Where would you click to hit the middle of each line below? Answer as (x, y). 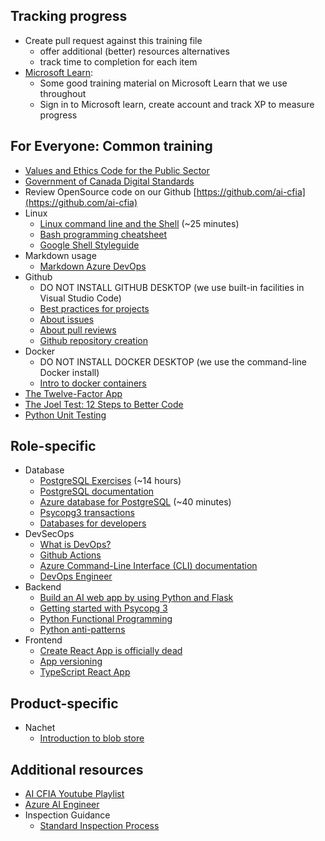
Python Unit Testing (65, 415)
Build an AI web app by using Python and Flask (136, 598)
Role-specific (53, 446)
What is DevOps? (75, 545)
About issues (67, 319)
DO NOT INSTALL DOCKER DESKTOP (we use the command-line (173, 361)
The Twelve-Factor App (73, 393)
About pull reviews (78, 330)
